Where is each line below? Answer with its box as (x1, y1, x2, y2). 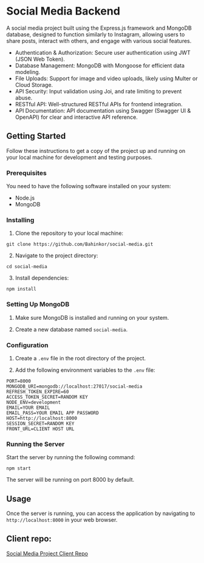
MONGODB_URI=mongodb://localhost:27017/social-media (6, 383, 143, 389)
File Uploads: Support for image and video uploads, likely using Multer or (15, 75, 198, 82)
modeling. (15, 68, 41, 75)
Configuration (6, 341, 49, 349)
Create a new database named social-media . (15, 326, 128, 333)
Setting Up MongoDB (6, 300, 70, 309)
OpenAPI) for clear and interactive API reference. (15, 113, 138, 121)
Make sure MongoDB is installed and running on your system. (15, 314, 169, 321)
